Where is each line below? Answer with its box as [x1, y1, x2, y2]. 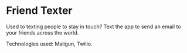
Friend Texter [6, 4, 73, 17]
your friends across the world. [6, 29, 79, 36]
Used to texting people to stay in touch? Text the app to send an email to [6, 23, 181, 30]
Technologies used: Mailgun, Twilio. [6, 40, 93, 47]
